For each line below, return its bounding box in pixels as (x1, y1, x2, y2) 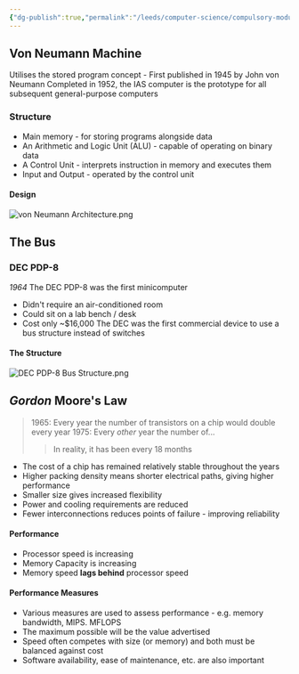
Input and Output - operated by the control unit (21, 168, 195, 179)
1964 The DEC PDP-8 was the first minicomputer (9, 281, 189, 292)
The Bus (9, 235, 56, 250)
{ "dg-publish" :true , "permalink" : (9, 12, 133, 22)
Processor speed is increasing (21, 548, 133, 559)
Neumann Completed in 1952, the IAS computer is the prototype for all (9, 79, 267, 90)
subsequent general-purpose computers (9, 88, 158, 99)
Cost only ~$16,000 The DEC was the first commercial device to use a (21, 318, 279, 329)
